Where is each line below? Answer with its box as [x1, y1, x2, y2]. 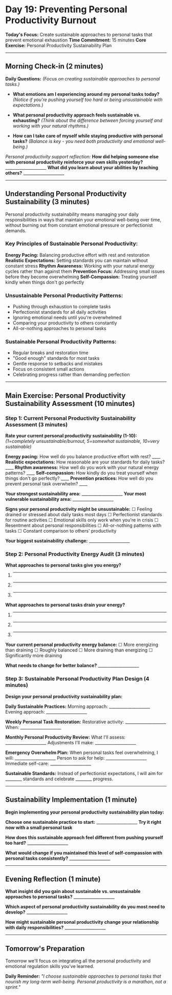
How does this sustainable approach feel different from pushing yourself [5, 834, 163, 840]
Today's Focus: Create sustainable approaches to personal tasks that [5, 31, 153, 37]
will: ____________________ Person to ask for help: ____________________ [5, 755, 147, 761]
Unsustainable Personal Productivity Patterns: [5, 292, 123, 299]
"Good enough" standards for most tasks [12, 355, 100, 361]
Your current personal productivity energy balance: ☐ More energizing [5, 642, 159, 648]
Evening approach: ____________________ [5, 708, 88, 715]
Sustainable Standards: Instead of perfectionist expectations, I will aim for [5, 770, 163, 776]
